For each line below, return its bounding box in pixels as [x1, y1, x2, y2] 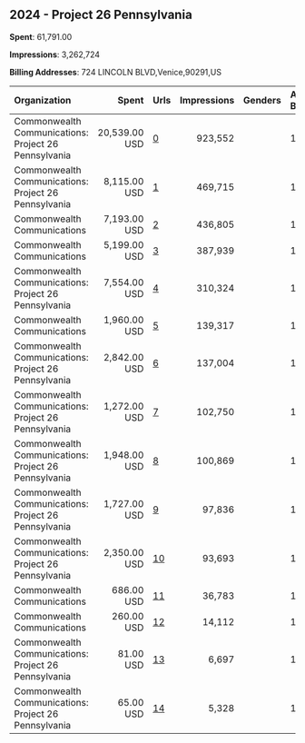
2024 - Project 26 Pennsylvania [9, 7, 192, 23]
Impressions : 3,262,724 [9, 49, 101, 60]
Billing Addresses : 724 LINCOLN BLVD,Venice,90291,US [9, 66, 222, 77]
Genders [243, 94, 281, 106]
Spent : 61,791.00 [9, 31, 73, 42]
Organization [14, 94, 72, 106]
